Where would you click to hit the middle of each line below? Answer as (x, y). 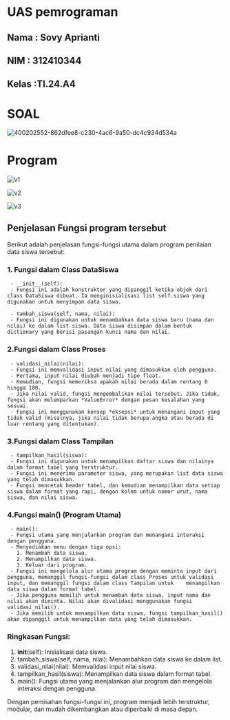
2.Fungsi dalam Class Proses (56, 350)
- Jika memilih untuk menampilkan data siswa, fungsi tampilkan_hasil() (117, 613)
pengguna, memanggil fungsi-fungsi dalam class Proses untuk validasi (111, 578)
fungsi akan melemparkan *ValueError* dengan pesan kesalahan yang (106, 400)
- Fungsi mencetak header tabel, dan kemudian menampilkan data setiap (115, 485)
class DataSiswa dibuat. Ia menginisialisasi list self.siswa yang (106, 296)
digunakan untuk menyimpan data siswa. (64, 302)
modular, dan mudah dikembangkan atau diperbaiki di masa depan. (103, 709)
